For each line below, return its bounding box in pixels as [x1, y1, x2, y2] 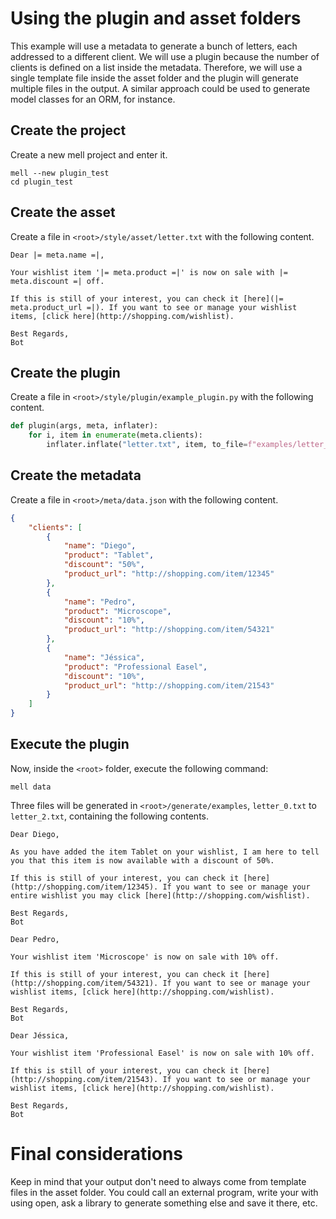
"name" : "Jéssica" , [63, 652, 145, 662]
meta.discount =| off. [10, 276, 105, 286]
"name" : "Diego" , [63, 541, 137, 551]
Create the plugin [10, 364, 121, 381]
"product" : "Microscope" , [63, 606, 172, 616]
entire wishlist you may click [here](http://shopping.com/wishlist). [10, 890, 311, 901]
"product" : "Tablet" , [63, 550, 155, 561]
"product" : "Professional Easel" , [63, 662, 208, 672]
